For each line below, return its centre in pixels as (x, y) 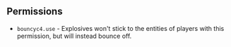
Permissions (35, 12)
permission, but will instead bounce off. (74, 36)
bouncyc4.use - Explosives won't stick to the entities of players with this (120, 28)
